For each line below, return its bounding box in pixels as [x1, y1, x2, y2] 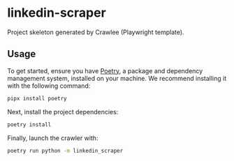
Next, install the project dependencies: [7, 107, 119, 116]
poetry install [7, 121, 52, 128]
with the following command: [7, 82, 91, 90]
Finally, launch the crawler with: [7, 134, 98, 142]
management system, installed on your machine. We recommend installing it [7, 74, 227, 82]
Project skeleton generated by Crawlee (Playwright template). [7, 28, 184, 36]
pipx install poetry [7, 95, 68, 102]
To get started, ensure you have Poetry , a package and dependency [7, 66, 203, 75]
